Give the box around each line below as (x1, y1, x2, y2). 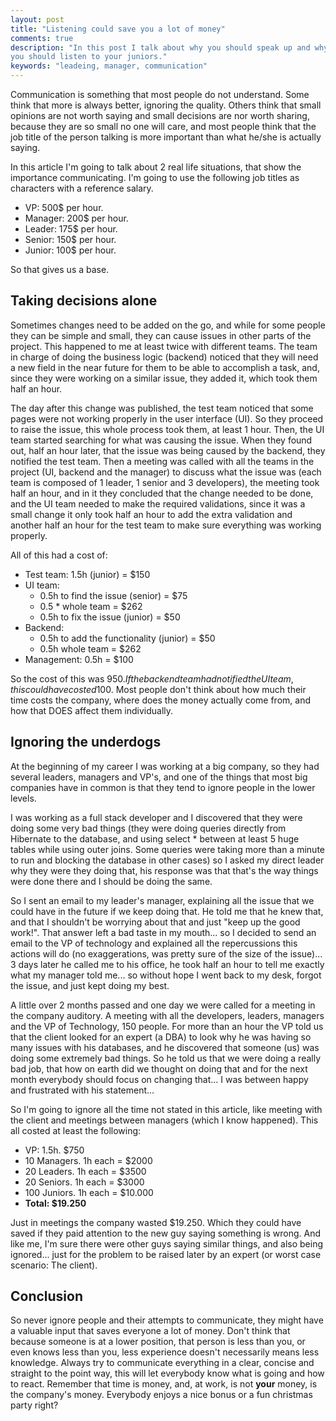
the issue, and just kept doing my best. (10, 979, 170, 991)
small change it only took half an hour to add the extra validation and (10, 508, 293, 520)
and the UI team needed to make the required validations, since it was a (10, 497, 306, 510)
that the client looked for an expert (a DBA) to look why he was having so (10, 1031, 312, 1043)
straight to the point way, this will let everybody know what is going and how (10, 1367, 325, 1380)
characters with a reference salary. (10, 182, 154, 194)
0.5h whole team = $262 (39, 642, 142, 655)
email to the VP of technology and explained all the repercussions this (10, 937, 298, 949)
